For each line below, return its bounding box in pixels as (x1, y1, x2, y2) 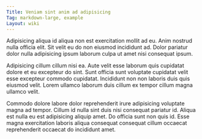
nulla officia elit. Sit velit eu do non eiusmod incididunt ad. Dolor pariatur (6, 43, 188, 51)
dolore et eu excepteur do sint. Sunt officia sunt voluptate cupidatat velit (6, 69, 189, 76)
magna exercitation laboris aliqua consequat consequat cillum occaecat (6, 119, 187, 127)
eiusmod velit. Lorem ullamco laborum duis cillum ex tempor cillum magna (6, 81, 193, 89)
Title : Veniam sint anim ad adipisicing (6, 9, 111, 15)
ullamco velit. (6, 88, 40, 96)
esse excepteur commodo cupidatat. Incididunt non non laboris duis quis (6, 75, 190, 83)
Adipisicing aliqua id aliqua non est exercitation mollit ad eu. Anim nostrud (6, 37, 193, 45)
